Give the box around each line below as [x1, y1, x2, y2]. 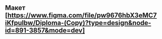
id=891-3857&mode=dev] [5, 26, 85, 35]
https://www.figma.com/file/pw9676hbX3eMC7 [7, 12, 157, 20]
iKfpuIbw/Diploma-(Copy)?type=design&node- [5, 19, 151, 27]
